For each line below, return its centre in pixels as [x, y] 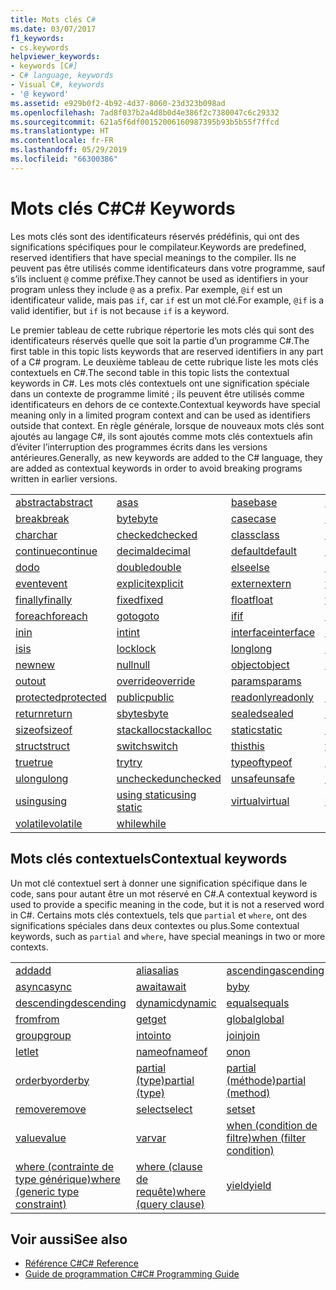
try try [129, 762]
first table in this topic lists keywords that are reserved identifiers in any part [167, 351]
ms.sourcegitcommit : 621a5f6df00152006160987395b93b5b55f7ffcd [145, 122]
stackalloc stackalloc [164, 729]
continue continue [56, 551]
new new [35, 664]
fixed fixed [140, 599]
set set [241, 1109]
